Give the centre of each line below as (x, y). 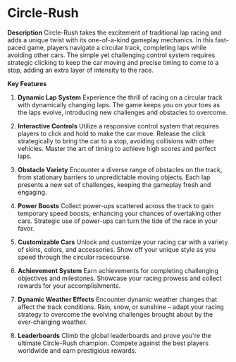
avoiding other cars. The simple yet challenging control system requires (111, 55)
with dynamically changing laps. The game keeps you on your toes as (119, 104)
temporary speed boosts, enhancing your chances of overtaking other (119, 213)
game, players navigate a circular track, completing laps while (117, 47)
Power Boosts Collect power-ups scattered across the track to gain (116, 205)
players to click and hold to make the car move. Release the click (112, 133)
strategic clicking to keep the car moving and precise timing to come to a (113, 62)
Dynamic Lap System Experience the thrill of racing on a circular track (120, 97)
